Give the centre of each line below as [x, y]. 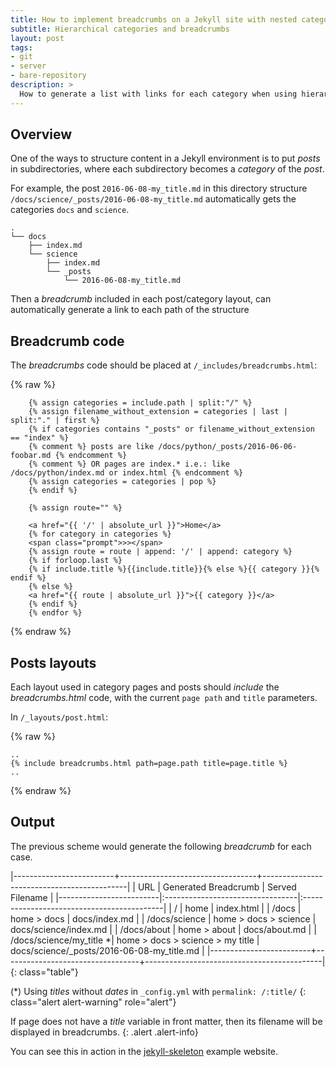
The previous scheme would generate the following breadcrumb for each [161, 846]
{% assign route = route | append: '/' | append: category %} [160, 552]
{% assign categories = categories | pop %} [122, 482]
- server [28, 66]
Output [32, 822]
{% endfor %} [55, 613]
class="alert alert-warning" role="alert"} [93, 1002]
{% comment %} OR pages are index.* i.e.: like [129, 464]
